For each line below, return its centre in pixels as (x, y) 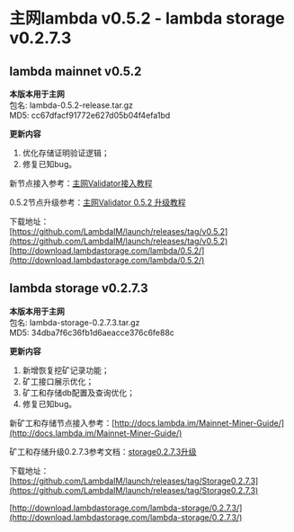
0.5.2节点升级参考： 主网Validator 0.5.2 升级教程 (98, 202)
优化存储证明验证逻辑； (66, 153)
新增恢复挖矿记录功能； (66, 370)
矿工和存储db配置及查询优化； (78, 393)
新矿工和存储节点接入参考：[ (62, 422)
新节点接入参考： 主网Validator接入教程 (81, 183)
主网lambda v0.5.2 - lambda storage (147, 18)
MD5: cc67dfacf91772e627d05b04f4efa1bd (90, 115)
